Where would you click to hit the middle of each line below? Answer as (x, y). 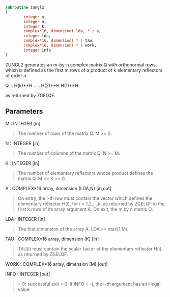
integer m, (35, 17)
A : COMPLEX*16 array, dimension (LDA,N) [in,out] (59, 189)
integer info (37, 50)
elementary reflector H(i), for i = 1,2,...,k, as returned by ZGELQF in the (91, 204)
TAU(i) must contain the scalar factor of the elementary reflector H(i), (90, 249)
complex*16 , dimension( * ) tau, (59, 41)
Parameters (24, 112)
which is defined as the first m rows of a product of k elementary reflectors (84, 70)
